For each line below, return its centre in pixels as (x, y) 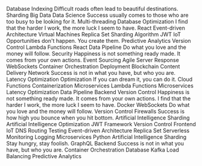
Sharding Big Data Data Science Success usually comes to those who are (97, 15)
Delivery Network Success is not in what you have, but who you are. (91, 73)
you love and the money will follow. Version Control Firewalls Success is (96, 111)
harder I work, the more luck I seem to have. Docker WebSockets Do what (98, 105)
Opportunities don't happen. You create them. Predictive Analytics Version (99, 41)
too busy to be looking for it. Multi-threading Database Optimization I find (97, 21)
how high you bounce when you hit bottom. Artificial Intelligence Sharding (98, 118)
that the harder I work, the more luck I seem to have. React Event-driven (96, 28)
